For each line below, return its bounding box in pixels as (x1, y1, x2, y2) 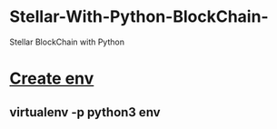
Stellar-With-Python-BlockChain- (9, 6, 270, 27)
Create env (9, 68, 94, 89)
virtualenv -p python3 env (9, 104, 161, 120)
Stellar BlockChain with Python (9, 36, 125, 47)
